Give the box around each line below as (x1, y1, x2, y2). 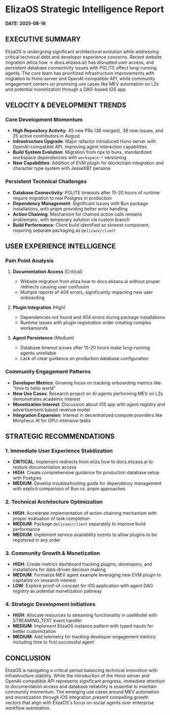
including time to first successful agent (12, 639, 94, 645)
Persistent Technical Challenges (5, 178, 87, 185)
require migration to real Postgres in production (12, 195, 112, 201)
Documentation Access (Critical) (12, 269, 83, 275)
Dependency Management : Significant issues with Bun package (12, 200, 148, 206)
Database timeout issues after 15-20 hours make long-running (20, 345, 150, 351)
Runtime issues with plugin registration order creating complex (20, 319, 151, 326)
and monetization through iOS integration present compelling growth (5, 694, 149, 700)
